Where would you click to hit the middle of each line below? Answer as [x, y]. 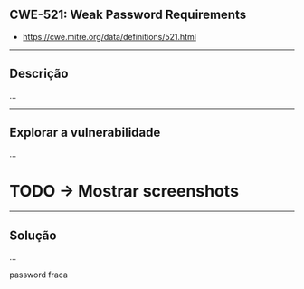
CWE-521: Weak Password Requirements [128, 15]
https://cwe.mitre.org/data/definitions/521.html [109, 36]
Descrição [39, 74]
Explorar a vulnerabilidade [85, 133]
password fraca [38, 275]
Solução [33, 235]
